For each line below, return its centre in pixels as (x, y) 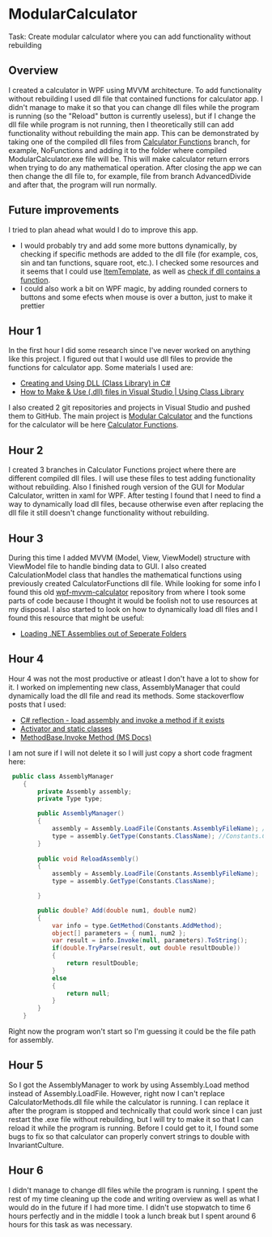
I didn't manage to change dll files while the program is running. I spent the (133, 1190)
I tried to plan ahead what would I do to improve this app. (103, 230)
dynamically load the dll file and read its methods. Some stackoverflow (126, 695)
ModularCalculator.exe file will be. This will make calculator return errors (129, 159)
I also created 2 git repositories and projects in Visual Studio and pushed (130, 408)
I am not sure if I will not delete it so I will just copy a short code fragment (130, 753)
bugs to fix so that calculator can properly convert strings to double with (129, 1136)
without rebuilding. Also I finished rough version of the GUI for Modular (127, 487)
